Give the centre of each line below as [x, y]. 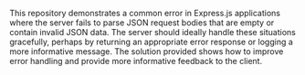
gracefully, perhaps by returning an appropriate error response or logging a [152, 42]
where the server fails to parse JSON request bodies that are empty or [142, 23]
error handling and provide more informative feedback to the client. [136, 61]
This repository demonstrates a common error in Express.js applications [145, 13]
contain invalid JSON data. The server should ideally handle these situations [153, 32]
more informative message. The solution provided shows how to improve [147, 52]
